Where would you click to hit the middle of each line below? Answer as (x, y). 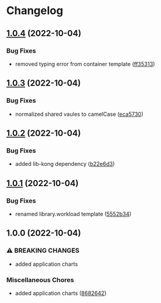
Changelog (35, 11)
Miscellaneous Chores (40, 280)
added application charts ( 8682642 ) (61, 293)
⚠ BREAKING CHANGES (43, 250)
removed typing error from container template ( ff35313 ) (85, 64)
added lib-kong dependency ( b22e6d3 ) (65, 164)
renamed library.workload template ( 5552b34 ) (73, 214)
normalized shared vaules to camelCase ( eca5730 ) (79, 114)
